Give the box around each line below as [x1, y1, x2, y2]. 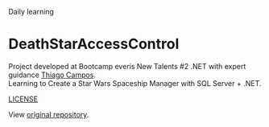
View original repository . [8, 109, 89, 119]
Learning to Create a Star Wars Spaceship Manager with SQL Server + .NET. [8, 78, 262, 88]
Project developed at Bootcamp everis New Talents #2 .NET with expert [8, 61, 246, 71]
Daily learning [8, 7, 55, 16]
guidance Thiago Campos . [8, 70, 97, 80]
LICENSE [8, 94, 39, 104]
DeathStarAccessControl [8, 35, 180, 53]
